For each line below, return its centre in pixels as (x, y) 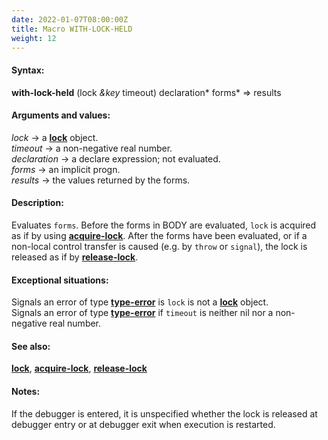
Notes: (26, 391)
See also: (31, 346)
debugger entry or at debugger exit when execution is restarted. (143, 424)
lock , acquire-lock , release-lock (79, 368)
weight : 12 (34, 38)
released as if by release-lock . (75, 257)
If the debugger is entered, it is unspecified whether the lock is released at (164, 413)
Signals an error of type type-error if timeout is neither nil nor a (142, 313)
